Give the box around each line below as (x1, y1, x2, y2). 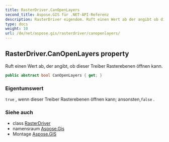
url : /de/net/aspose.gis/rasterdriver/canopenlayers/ (5, 31, 121, 36)
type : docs (5, 21, 28, 27)
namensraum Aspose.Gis (12, 126, 64, 132)
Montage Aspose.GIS (12, 131, 57, 137)
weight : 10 (5, 26, 28, 31)
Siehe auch (5, 109, 34, 116)
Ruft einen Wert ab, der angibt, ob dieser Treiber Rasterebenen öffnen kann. (5, 63, 163, 69)
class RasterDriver (12, 120, 51, 126)
